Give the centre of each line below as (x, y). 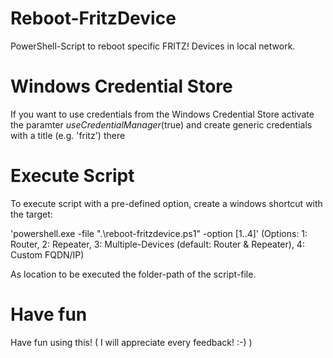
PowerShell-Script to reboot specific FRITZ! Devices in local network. (153, 46)
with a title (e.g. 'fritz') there (68, 135)
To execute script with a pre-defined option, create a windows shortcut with (166, 203)
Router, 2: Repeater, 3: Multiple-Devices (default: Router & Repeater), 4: (157, 244)
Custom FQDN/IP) (47, 254)
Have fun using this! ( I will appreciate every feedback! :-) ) (131, 342)
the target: (31, 214)
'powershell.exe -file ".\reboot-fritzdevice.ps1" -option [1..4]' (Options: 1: (159, 233)
